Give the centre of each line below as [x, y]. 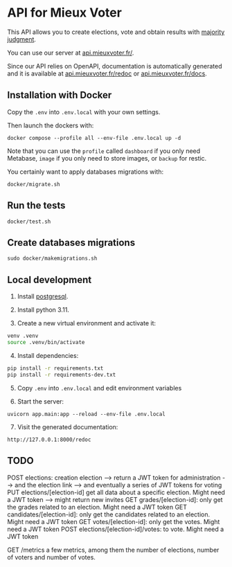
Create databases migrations [71, 243]
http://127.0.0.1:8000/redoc [49, 440]
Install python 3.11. [43, 310]
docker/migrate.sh [34, 184]
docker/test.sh [29, 222]
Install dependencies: [48, 355]
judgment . [22, 39]
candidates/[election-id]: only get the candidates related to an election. [109, 514]
